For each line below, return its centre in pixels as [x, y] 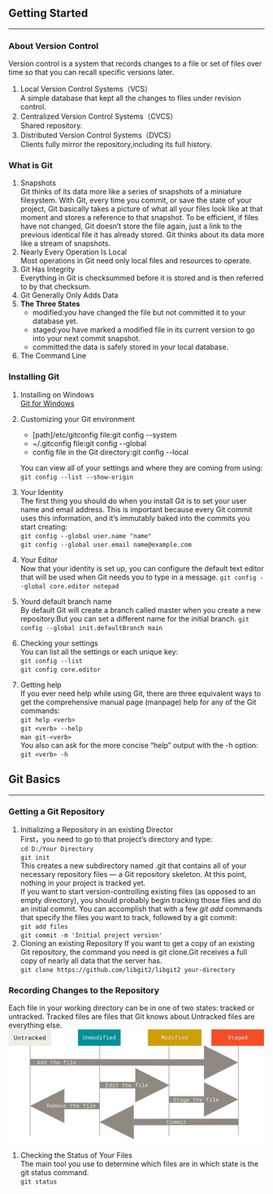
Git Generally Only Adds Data [69, 295]
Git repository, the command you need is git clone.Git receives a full [134, 952]
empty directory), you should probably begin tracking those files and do [141, 900]
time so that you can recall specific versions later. [91, 72]
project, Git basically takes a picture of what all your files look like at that [141, 209]
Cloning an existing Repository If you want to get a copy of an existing [137, 943]
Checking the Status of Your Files [76, 1155]
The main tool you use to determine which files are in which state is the [139, 1164]
